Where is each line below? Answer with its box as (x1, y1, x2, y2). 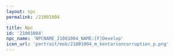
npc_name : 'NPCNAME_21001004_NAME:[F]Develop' (6, 36, 124, 42)
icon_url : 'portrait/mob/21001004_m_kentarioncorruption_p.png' (6, 41, 169, 47)
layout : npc (6, 8, 36, 15)
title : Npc (6, 25, 33, 31)
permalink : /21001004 (6, 14, 60, 20)
